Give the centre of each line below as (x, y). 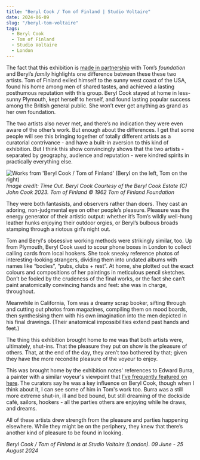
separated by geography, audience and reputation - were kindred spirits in (98, 155)
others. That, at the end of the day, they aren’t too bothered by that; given (97, 352)
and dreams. (22, 408)
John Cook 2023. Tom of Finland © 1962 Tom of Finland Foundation (90, 192)
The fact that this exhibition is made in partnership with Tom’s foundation (96, 67)
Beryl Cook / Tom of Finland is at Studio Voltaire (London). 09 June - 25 (95, 444)
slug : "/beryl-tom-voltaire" (42, 23)
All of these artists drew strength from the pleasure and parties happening (97, 420)
